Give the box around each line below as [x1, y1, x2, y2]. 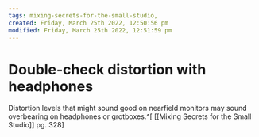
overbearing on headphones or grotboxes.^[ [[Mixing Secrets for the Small [8, 112, 252, 121]
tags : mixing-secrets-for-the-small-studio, [8, 11, 158, 20]
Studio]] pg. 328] [8, 120, 65, 130]
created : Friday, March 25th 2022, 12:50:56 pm [8, 19, 169, 27]
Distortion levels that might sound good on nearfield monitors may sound [8, 104, 248, 113]
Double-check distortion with [8, 60, 207, 78]
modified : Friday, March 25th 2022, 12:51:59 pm [8, 26, 172, 34]
